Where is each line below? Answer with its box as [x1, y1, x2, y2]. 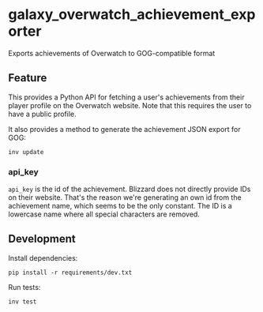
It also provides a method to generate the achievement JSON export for [8, 124, 241, 133]
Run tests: [8, 282, 41, 291]
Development [8, 232, 77, 246]
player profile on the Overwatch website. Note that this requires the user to [8, 100, 252, 110]
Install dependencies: [8, 253, 78, 262]
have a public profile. [8, 109, 77, 118]
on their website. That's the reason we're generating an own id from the [8, 193, 242, 202]
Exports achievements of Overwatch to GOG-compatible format [8, 48, 216, 58]
